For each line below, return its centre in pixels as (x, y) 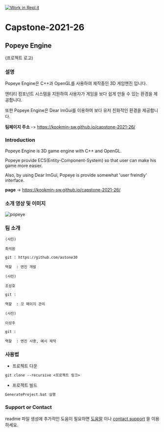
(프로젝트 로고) (19, 58)
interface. (15, 180)
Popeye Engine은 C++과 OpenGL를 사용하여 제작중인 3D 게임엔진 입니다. (76, 83)
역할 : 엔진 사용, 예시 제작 (31, 341)
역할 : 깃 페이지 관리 (25, 304)
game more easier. (24, 165)
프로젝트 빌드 (25, 385)
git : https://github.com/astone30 (41, 258)
